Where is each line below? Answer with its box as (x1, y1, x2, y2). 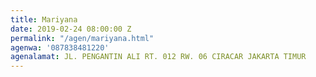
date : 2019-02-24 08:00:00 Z (10, 24, 132, 34)
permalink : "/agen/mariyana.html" (10, 33, 155, 43)
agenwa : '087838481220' (10, 42, 110, 53)
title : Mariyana (10, 14, 78, 25)
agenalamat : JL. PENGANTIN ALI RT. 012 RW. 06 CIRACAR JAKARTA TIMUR (10, 52, 307, 62)
